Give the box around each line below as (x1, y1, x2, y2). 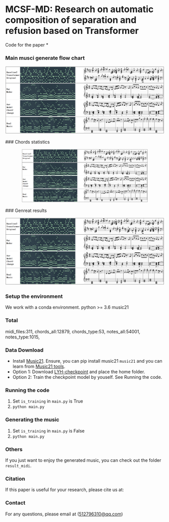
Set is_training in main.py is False (12, 427, 85, 433)
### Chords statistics (5, 139, 50, 145)
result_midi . (5, 462, 32, 468)
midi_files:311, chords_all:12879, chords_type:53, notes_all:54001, (5, 328, 140, 334)
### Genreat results (5, 207, 47, 213)
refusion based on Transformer (5, 25, 139, 36)
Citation (5, 475, 25, 482)
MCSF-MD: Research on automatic (5, 4, 154, 15)
